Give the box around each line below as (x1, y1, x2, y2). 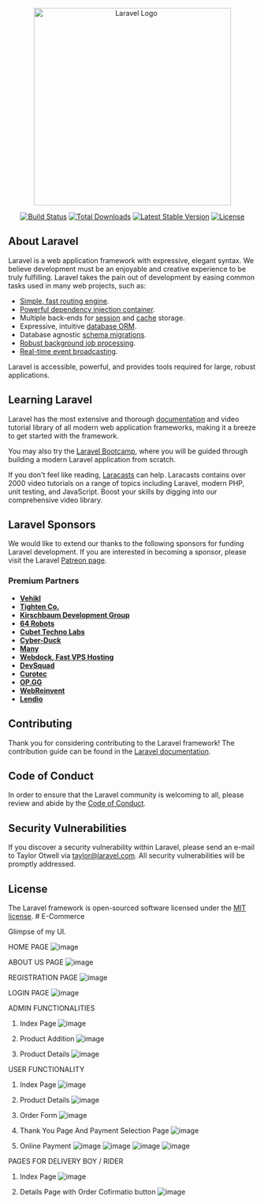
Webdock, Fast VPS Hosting (19, 652, 114, 661)
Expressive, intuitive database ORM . (19, 321, 137, 331)
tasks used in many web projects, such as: (8, 280, 147, 290)
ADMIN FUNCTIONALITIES (8, 1003, 95, 1013)
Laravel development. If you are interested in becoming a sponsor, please (8, 547, 247, 557)
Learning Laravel (8, 393, 93, 407)
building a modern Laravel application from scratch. (8, 454, 176, 464)
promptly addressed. (8, 860, 76, 869)
